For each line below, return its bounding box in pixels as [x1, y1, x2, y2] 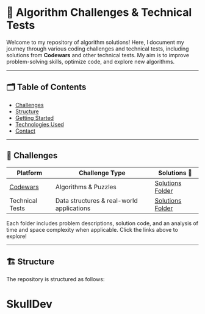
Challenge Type [78, 169, 126, 177]
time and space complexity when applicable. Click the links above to [6, 226, 178, 233]
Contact [15, 127, 35, 134]
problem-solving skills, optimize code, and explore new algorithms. [6, 58, 175, 65]
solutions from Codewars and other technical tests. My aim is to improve [6, 51, 190, 58]
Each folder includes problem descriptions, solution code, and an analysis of [6, 219, 199, 227]
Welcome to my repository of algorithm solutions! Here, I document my [6, 38, 184, 46]
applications [55, 204, 91, 212]
